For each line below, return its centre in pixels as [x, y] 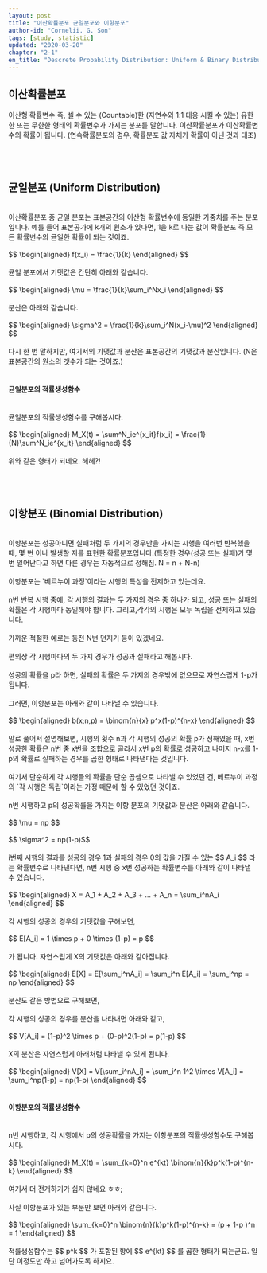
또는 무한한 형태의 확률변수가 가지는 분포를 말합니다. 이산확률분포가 [120, 125]
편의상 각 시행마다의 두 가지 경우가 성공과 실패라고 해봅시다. [101, 656]
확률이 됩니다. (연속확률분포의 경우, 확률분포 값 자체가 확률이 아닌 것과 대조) [139, 135]
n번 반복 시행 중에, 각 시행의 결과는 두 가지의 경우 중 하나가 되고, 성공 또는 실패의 [133, 599]
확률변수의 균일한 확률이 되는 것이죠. [73, 236]
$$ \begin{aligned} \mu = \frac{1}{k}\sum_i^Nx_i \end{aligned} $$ [116, 289]
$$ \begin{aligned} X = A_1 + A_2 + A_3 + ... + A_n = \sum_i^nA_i [114, 894]
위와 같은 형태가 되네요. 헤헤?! [54, 461]
